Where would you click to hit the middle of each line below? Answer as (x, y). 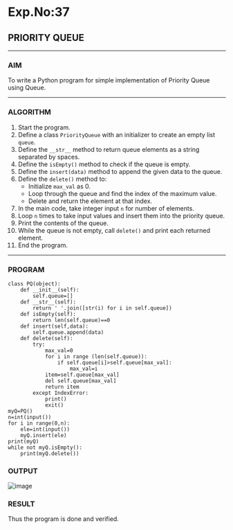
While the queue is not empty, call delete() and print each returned (114, 230)
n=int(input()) (30, 417)
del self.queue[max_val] (81, 381)
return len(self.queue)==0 (72, 320)
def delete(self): (47, 338)
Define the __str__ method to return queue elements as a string (109, 149)
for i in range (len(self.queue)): (96, 356)
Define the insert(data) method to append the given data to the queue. (120, 171)
